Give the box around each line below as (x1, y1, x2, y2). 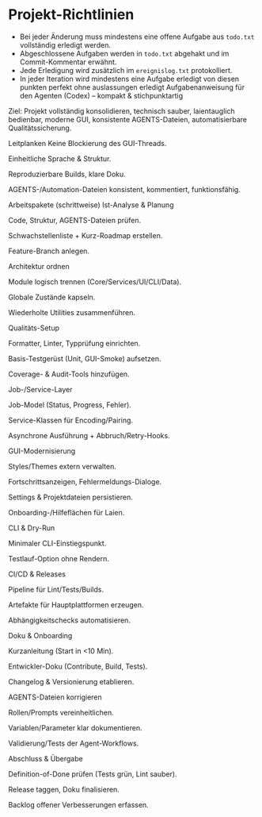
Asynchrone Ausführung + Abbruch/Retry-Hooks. (8, 430, 170, 440)
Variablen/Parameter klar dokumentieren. (8, 723, 142, 732)
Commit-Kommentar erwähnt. (19, 57, 117, 67)
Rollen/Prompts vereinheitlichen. (8, 707, 114, 717)
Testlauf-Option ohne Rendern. (8, 553, 109, 563)
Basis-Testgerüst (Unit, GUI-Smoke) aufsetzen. (8, 353, 161, 363)
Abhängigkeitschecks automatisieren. (8, 615, 131, 625)
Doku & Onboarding (8, 630, 73, 640)
